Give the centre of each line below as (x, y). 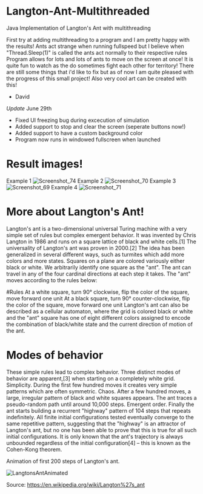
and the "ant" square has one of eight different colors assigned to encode (98, 317)
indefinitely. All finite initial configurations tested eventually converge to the (100, 417)
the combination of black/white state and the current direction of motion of (99, 324)
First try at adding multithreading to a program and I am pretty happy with (98, 39)
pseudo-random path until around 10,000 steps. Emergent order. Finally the (100, 404)
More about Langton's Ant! (75, 212)
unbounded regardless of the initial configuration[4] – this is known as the (98, 443)
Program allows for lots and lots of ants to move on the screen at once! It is (100, 59)
